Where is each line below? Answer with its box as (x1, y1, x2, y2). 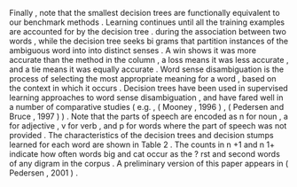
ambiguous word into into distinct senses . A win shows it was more (9, 45, 257, 56)
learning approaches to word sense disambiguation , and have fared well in (9, 92, 284, 103)
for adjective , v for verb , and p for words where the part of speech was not (9, 121, 287, 131)
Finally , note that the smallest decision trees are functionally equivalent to (9, 8, 281, 18)
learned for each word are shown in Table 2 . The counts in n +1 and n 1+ (9, 139, 275, 150)
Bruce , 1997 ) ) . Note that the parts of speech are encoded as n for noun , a (9, 111, 288, 121)
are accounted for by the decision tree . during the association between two (9, 27, 286, 36)
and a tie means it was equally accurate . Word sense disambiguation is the (9, 64, 285, 74)
